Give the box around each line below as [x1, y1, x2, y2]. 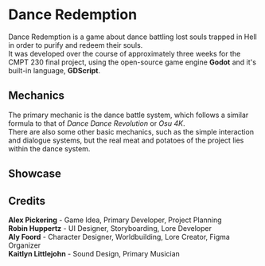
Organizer [8, 241, 41, 250]
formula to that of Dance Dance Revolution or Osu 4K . [8, 118, 185, 128]
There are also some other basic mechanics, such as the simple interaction [8, 127, 255, 136]
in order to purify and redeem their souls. [8, 40, 143, 49]
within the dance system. [8, 143, 91, 153]
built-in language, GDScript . [8, 65, 101, 75]
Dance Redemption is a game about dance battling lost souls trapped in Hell [8, 32, 257, 41]
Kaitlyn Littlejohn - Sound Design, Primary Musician [8, 248, 181, 258]
